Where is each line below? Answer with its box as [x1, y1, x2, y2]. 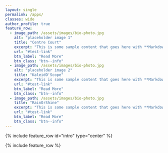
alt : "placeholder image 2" [14, 68, 72, 73]
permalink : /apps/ [5, 12, 43, 17]
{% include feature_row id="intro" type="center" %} [5, 132, 113, 138]
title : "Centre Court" [14, 40, 61, 45]
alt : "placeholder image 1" [14, 35, 72, 40]
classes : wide [5, 16, 35, 21]
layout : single [5, 7, 37, 12]
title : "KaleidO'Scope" [14, 72, 64, 77]
